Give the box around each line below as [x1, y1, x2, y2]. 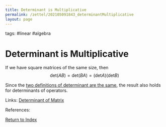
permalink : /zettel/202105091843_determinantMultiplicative [5, 12, 134, 17]
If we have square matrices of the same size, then [5, 65, 109, 71]
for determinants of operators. [5, 87, 68, 93]
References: [5, 107, 30, 113]
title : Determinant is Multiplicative [5, 7, 87, 13]
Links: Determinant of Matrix [5, 97, 64, 103]
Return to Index [5, 116, 37, 123]
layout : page [5, 17, 33, 22]
